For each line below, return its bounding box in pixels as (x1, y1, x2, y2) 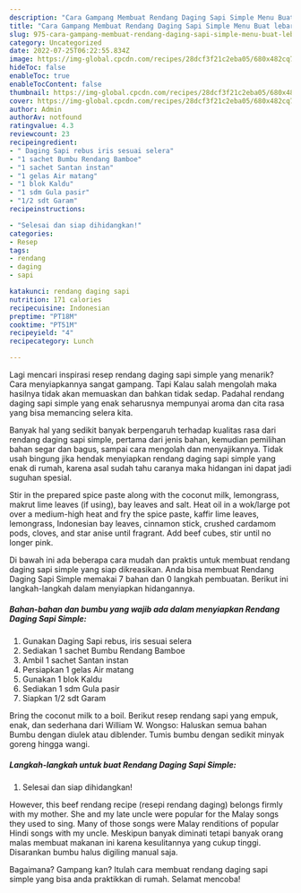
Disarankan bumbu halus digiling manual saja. (9, 846, 178, 857)
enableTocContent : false (9, 80, 102, 89)
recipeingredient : (9, 138, 78, 147)
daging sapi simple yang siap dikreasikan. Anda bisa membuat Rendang (9, 564, 275, 574)
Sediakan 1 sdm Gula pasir (21, 683, 120, 694)
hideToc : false (9, 64, 66, 73)
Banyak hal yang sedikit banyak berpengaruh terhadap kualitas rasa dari (9, 425, 276, 435)
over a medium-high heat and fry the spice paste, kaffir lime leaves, (9, 509, 260, 519)
